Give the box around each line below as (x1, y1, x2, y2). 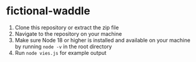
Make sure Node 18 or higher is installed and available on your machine (14, 36, 191, 44)
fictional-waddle (6, 4, 91, 18)
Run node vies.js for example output (14, 49, 106, 56)
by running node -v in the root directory (14, 43, 112, 50)
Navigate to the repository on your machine (14, 30, 122, 37)
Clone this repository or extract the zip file (14, 24, 120, 31)
